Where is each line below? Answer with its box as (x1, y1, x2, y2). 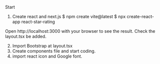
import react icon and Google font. (12, 53, 83, 59)
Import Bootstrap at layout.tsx (12, 43, 73, 48)
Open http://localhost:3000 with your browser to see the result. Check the (5, 28, 156, 34)
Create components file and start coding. (12, 48, 96, 54)
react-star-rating (21, 19, 55, 24)
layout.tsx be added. (5, 34, 47, 39)
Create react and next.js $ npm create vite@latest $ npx (12, 14, 126, 19)
